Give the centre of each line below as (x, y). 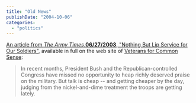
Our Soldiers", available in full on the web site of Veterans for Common (92, 51)
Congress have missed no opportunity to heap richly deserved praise (105, 75)
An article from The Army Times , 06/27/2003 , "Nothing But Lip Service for (97, 45)
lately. (28, 94)
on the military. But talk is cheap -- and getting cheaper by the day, (102, 81)
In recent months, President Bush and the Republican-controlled (99, 69)
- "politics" (28, 28)
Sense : (15, 57)
